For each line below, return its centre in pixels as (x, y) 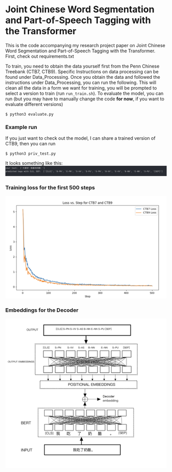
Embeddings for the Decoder (42, 310)
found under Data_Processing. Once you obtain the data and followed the (83, 77)
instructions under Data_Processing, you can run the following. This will (81, 82)
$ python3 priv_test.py (31, 154)
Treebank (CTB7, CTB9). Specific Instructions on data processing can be (82, 71)
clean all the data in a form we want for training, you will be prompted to (81, 88)
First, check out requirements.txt (40, 56)
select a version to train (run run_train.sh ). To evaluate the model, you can (84, 93)
